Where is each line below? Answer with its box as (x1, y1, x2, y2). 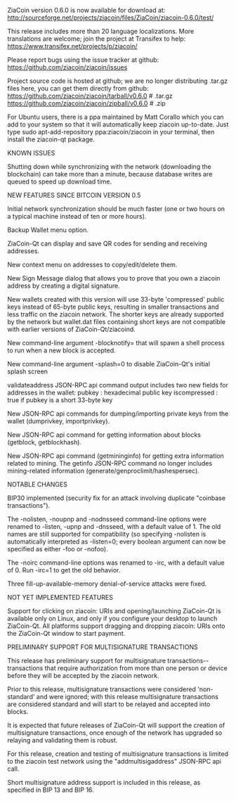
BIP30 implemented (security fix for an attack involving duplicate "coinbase (7, 494, 226, 502)
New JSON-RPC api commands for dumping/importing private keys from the (7, 409, 229, 418)
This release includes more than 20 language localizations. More (7, 27, 195, 35)
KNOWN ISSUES (7, 149, 55, 157)
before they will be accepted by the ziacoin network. (7, 672, 159, 679)
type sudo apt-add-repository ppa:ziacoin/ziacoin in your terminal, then (7, 128, 215, 136)
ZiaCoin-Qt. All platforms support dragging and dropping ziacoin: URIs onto (7, 622, 226, 630)
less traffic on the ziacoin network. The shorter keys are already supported (7, 310, 224, 319)
